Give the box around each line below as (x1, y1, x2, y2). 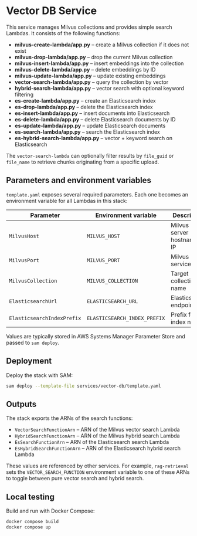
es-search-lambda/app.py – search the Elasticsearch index (14, 128, 160, 135)
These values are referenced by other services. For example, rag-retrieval (6, 462, 189, 470)
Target (171, 269, 189, 277)
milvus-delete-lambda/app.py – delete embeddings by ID (14, 66, 156, 73)
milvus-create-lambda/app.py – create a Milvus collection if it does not (14, 41, 189, 48)
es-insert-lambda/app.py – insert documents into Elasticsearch (14, 110, 170, 117)
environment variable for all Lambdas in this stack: (6, 197, 128, 204)
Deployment (6, 356, 52, 366)
